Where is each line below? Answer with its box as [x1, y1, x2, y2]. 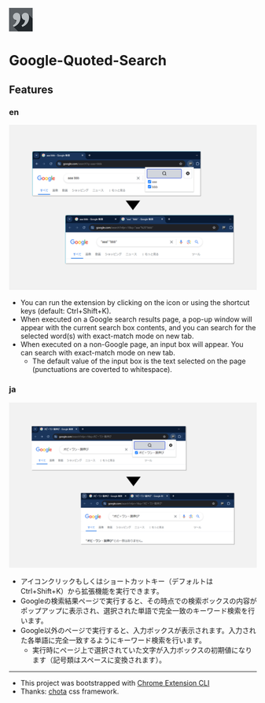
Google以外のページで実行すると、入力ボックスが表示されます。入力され [20, 625, 256, 635]
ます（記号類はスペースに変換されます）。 [31, 655, 166, 664]
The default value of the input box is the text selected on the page [31, 356, 246, 366]
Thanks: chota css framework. [20, 686, 120, 696]
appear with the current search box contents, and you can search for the [20, 322, 256, 332]
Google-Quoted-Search [9, 52, 167, 70]
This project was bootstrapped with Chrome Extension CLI [20, 678, 210, 687]
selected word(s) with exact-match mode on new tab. [20, 331, 194, 340]
